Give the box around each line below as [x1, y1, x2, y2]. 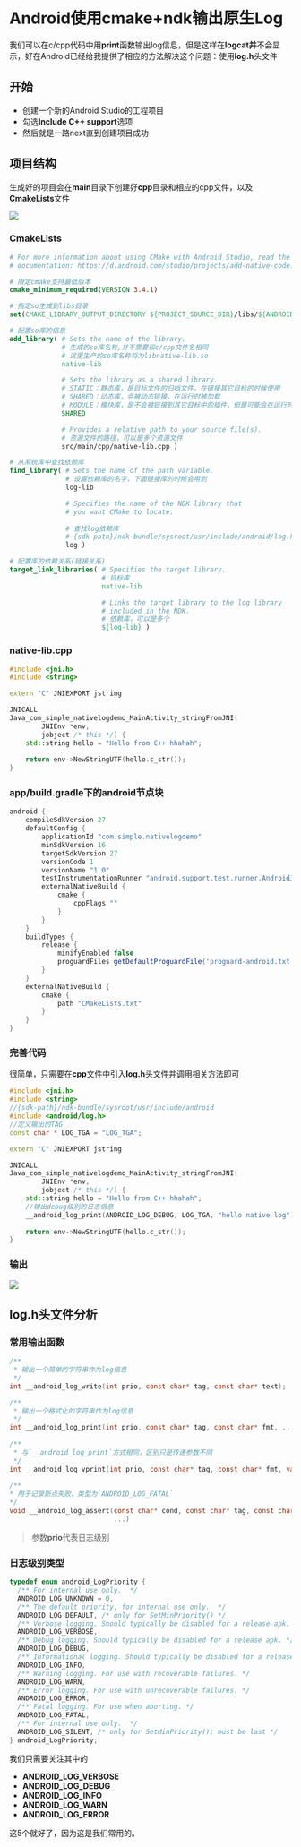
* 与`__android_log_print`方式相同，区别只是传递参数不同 [13, 1448, 213, 1456]
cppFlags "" [73, 899, 118, 908]
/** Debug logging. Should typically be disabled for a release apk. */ [17, 1636, 295, 1645]
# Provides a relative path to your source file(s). [61, 425, 262, 434]
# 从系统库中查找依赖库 [9, 458, 85, 467]
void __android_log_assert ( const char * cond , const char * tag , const [9, 1507, 275, 1516]
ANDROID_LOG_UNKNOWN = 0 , [17, 1594, 115, 1603]
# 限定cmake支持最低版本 [9, 277, 91, 287]
